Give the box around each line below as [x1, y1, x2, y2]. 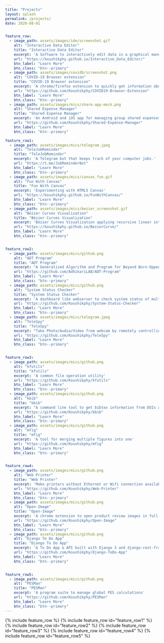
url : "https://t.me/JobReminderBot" [14, 161, 89, 166]
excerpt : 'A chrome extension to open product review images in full [14, 514, 159, 518]
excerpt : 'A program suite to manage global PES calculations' [14, 590, 145, 595]
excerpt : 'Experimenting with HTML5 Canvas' [14, 188, 106, 193]
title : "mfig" [14, 432, 42, 437]
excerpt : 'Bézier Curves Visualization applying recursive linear [14, 220, 152, 225]
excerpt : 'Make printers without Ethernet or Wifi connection [14, 482, 143, 487]
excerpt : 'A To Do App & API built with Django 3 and [14, 545, 125, 550]
